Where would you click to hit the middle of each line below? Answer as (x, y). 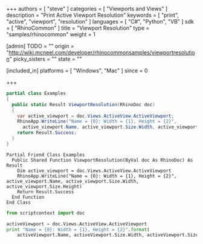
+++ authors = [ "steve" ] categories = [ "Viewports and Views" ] (87, 9)
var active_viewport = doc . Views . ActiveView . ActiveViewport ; (95, 116)
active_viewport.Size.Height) (44, 187)
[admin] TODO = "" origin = (40, 46)
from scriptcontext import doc (46, 213)
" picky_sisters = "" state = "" (46, 59)
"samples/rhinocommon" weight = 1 (51, 34)
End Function (28, 197)
